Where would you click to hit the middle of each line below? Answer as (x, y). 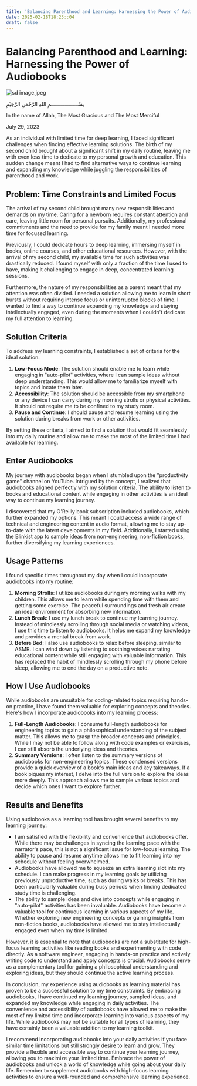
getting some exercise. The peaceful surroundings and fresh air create (100, 605)
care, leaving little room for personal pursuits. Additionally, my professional (96, 221)
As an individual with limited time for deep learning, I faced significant (90, 138)
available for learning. (32, 442)
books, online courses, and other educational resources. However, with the (97, 251)
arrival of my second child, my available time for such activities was (88, 257)
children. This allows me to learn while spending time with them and (96, 599)
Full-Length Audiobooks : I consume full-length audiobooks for (91, 724)
